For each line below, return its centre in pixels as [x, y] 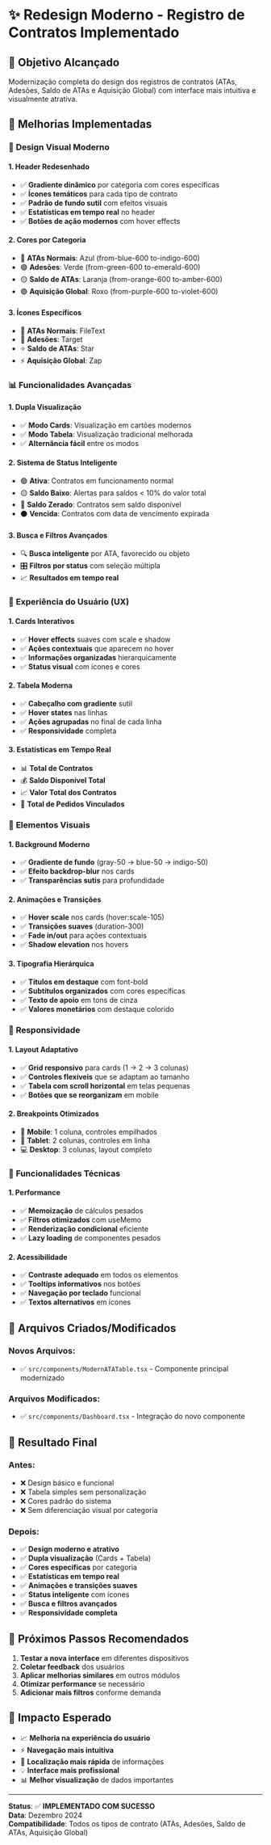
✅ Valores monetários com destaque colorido [97, 1009]
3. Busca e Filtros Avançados [58, 535]
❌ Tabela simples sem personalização [83, 1492]
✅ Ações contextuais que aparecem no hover [97, 648]
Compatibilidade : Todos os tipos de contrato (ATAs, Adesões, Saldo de [127, 1823]
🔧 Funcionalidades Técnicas [65, 1173]
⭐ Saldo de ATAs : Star [57, 348]
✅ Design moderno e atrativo [69, 1549]
